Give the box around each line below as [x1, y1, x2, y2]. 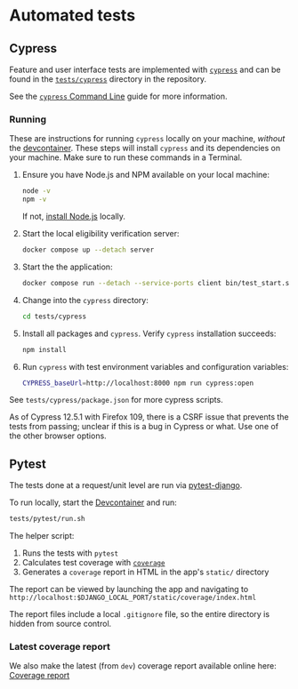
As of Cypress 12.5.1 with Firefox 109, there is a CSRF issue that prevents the [9, 412, 289, 422]
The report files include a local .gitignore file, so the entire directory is [9, 609, 270, 620]
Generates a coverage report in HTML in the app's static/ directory [21, 566, 270, 578]
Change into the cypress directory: [21, 294, 149, 305]
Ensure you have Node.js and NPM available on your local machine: [21, 170, 270, 180]
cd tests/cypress [21, 312, 87, 321]
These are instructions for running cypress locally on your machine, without [9, 133, 286, 144]
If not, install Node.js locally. [21, 211, 126, 222]
